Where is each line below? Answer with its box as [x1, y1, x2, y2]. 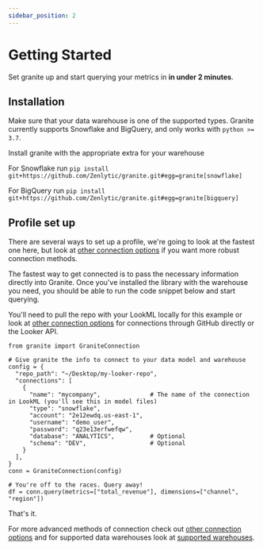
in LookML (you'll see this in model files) [8, 398, 158, 406]
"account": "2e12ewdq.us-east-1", [29, 412, 144, 420]
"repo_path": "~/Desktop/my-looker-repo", [15, 370, 158, 378]
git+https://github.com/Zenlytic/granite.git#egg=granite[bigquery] [8, 194, 239, 202]
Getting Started [8, 45, 112, 63]
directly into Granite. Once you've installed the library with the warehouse [8, 278, 248, 287]
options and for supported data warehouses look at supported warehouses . [8, 533, 255, 542]
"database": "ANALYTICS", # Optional [29, 433, 186, 440]
